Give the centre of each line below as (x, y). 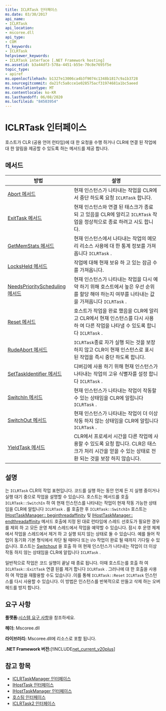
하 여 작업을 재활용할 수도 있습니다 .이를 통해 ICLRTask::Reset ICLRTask (75, 575)
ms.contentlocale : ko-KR (31, 92)
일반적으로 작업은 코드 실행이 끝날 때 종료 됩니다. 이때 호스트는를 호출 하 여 (77, 563)
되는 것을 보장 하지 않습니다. (110, 458)
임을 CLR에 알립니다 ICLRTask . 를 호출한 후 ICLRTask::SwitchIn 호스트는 (76, 509)
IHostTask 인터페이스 (33, 685)
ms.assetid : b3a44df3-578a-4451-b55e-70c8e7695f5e (58, 65)
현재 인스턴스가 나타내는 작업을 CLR (113, 190)
